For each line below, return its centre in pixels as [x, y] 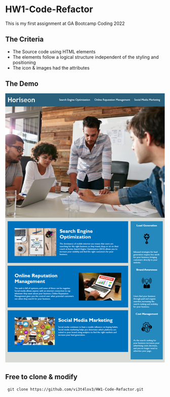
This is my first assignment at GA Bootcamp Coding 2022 [65, 23]
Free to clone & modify [41, 377]
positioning [24, 62]
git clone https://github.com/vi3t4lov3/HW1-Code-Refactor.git [75, 389]
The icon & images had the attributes [51, 68]
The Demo [22, 84]
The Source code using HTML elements [54, 51]
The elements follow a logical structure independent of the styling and [86, 57]
